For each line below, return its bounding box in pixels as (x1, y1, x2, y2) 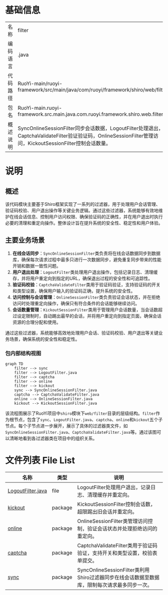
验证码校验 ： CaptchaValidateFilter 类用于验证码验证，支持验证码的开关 (12, 281, 161, 287)
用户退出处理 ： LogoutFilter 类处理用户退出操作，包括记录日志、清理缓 (12, 269, 158, 275)
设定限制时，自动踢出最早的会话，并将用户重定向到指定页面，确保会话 (16, 313, 161, 319)
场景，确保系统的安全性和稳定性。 (9, 336, 80, 342)
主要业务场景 (5, 236, 45, 244)
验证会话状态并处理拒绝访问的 (87, 525, 157, 532)
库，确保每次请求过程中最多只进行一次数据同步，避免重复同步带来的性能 (12, 256, 161, 262)
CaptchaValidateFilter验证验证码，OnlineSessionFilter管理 (17, 132, 153, 139)
